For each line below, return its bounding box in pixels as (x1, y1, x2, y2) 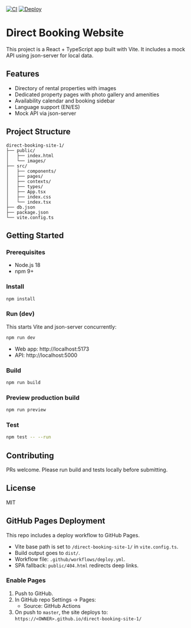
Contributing (6, 451, 54, 461)
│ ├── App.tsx (6, 189, 46, 194)
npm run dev (6, 335, 35, 341)
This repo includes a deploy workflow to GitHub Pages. (6, 531, 140, 538)
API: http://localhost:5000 (14, 351, 78, 359)
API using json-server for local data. (6, 52, 94, 59)
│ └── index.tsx (6, 199, 51, 205)
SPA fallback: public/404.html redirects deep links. (14, 561, 139, 568)
